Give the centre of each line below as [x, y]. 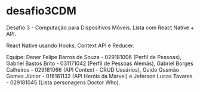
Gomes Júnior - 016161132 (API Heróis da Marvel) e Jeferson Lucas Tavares [99, 76]
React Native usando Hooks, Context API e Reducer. [70, 45]
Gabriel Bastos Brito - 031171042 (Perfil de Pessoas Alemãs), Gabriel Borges [100, 63]
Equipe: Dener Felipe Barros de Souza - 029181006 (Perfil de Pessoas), [94, 57]
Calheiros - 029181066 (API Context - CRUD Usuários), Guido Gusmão [93, 69]
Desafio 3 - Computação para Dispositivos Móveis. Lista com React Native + [100, 27]
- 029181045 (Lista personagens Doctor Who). [63, 82]
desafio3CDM [41, 11]
